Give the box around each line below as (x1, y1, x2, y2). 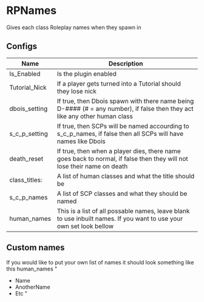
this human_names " (6, 265, 58, 272)
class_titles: (9, 175, 42, 184)
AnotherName (15, 283, 50, 290)
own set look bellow (56, 222, 114, 230)
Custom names (6, 243, 65, 253)
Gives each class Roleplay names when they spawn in (6, 24, 141, 31)
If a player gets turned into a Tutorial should (56, 79, 181, 88)
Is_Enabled (9, 69, 41, 78)
